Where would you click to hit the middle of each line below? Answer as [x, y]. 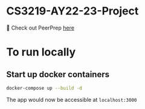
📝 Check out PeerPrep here [40, 28]
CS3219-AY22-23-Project [72, 11]
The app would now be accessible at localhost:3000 [72, 99]
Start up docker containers [58, 74]
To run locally [41, 52]
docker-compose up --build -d [44, 88]
